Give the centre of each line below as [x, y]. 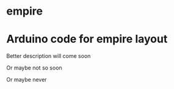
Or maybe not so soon [34, 68]
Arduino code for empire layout [87, 39]
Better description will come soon [49, 56]
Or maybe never [27, 80]
